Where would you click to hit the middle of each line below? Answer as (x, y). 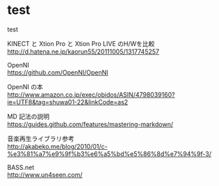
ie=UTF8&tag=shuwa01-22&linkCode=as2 (68, 102)
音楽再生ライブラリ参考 (41, 139)
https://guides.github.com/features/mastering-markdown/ (90, 124)
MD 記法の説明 (29, 116)
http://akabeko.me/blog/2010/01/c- (57, 146)
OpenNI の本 (25, 86)
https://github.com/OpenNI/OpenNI (58, 72)
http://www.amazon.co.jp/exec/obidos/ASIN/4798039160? (91, 94)
